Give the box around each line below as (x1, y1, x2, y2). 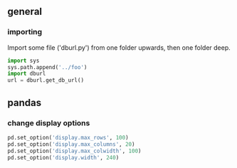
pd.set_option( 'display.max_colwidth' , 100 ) (7, 147, 142, 154)
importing (7, 27, 43, 37)
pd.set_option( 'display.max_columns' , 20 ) (7, 140, 135, 148)
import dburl (7, 70, 46, 78)
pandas (7, 96, 41, 109)
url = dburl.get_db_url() (7, 77, 84, 84)
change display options (7, 117, 90, 127)
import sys (7, 57, 40, 64)
